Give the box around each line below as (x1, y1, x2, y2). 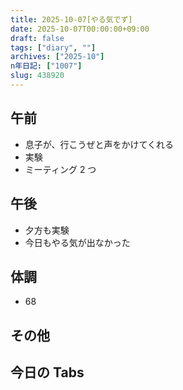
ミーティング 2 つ (24, 163, 97, 175)
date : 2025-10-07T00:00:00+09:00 (10, 24, 150, 34)
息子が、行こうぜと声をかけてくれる (24, 138, 175, 150)
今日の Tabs (10, 364, 85, 381)
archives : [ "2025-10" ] (10, 52, 105, 62)
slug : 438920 (10, 71, 65, 81)
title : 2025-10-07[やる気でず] (10, 14, 133, 25)
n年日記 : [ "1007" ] (10, 61, 83, 71)
